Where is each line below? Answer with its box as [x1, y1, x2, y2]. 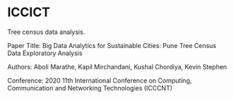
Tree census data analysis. [7, 28, 86, 36]
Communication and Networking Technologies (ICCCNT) [7, 83, 173, 92]
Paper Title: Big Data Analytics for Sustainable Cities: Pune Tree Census [7, 41, 217, 49]
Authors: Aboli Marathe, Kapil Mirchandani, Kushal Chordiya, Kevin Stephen [7, 62, 228, 71]
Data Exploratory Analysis [7, 49, 83, 57]
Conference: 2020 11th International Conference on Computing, [7, 76, 192, 85]
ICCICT [7, 4, 51, 21]
